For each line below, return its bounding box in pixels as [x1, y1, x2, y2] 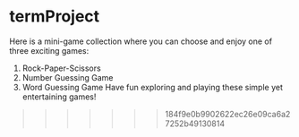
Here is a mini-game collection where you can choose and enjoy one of [9, 36, 273, 47]
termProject [9, 6, 100, 27]
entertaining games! [21, 91, 97, 102]
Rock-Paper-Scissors [21, 63, 101, 73]
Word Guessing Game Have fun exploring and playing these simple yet [21, 81, 284, 92]
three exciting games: [9, 45, 90, 56]
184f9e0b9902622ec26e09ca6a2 [165, 108, 291, 119]
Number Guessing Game [21, 72, 114, 82]
